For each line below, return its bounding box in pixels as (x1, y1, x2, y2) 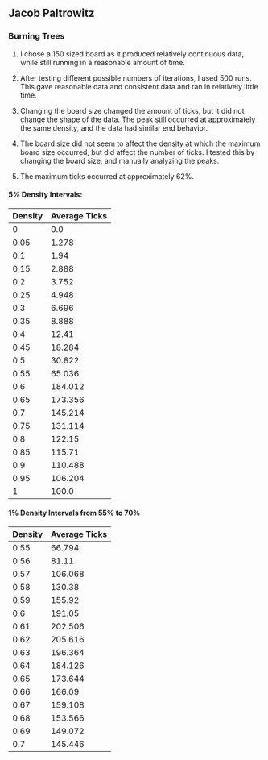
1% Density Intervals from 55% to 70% (8, 508, 141, 518)
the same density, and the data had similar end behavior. (19, 123, 208, 132)
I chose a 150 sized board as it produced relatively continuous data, (19, 48, 244, 59)
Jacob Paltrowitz (8, 6, 95, 20)
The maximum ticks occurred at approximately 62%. (19, 171, 195, 181)
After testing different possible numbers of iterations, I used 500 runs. (19, 73, 252, 83)
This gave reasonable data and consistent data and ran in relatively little (19, 81, 259, 91)
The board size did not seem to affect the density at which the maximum (19, 139, 261, 148)
